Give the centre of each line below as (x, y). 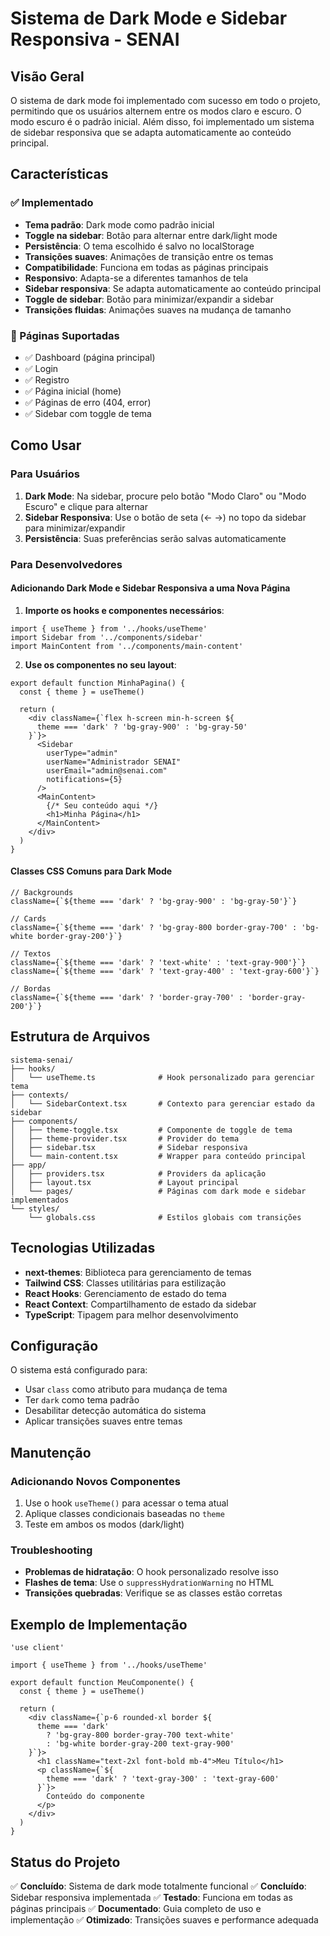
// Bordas (31, 989)
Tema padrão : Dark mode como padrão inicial (119, 224)
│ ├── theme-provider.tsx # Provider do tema (125, 1138)
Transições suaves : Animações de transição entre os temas (149, 256)
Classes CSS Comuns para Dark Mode (91, 871)
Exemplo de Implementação (99, 1624)
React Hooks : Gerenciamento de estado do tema (125, 1293)
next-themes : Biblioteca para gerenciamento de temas (138, 1272)
